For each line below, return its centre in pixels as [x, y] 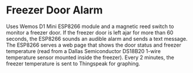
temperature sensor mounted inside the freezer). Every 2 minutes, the [90, 57]
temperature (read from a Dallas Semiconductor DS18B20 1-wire [83, 51]
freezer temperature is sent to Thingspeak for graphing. [73, 63]
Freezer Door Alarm [55, 10]
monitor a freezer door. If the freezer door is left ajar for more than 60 [90, 32]
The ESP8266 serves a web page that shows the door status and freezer [94, 45]
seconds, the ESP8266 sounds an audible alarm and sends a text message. [97, 39]
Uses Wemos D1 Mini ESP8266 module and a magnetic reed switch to [90, 26]
